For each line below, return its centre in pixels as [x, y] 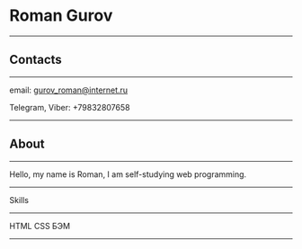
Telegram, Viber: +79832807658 [70, 107]
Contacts [36, 60]
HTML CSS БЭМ [40, 226]
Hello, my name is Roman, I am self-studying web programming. [128, 174]
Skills [19, 200]
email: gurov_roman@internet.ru [69, 90]
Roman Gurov [61, 16]
